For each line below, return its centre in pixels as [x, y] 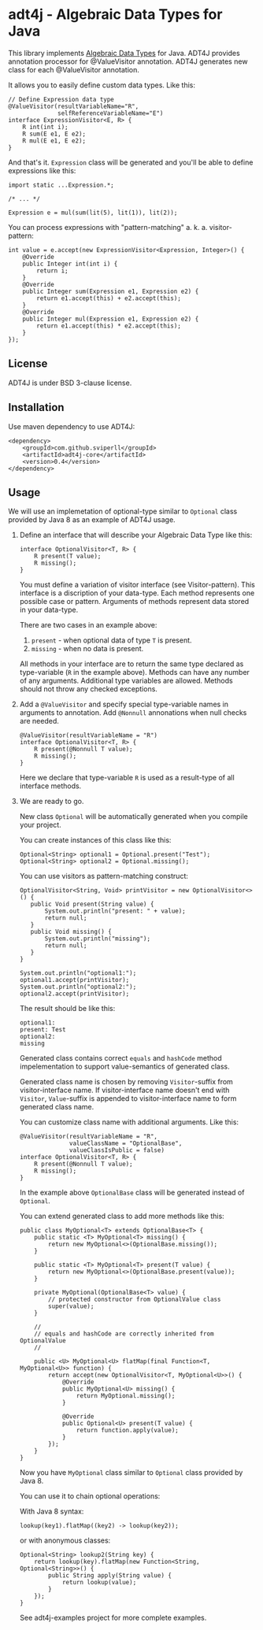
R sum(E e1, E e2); [54, 134]
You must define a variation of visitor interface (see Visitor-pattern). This [137, 585]
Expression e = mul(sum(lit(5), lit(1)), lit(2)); [93, 213]
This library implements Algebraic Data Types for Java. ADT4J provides [124, 53]
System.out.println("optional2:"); [78, 987]
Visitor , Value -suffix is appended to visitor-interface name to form [128, 1098]
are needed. [39, 721]
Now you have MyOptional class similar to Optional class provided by [131, 1473]
